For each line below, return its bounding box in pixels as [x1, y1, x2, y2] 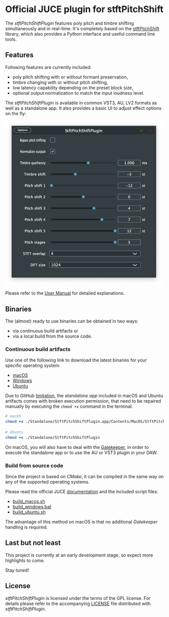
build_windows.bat [12, 504, 52, 510]
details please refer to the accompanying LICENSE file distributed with [5, 600, 151, 606]
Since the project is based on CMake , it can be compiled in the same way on [5, 474, 164, 480]
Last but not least [5, 538, 61, 547]
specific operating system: [5, 362, 60, 368]
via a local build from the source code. [12, 333, 93, 339]
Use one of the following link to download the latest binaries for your [5, 357, 147, 363]
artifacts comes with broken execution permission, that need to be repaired [5, 398, 161, 404]
